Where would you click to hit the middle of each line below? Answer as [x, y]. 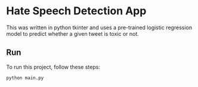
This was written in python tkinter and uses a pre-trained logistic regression [99, 27]
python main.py [25, 78]
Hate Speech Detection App [76, 11]
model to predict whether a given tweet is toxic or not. [72, 33]
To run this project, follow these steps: [53, 67]
